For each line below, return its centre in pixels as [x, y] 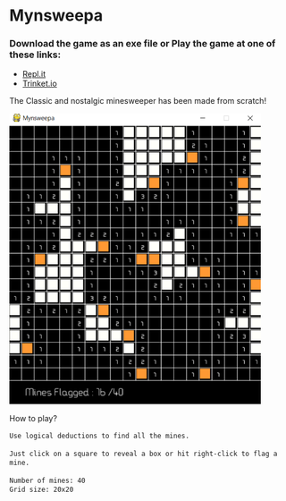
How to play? [34, 419]
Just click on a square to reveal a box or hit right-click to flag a [143, 454]
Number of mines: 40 [48, 481]
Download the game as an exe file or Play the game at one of [143, 44]
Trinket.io [40, 84]
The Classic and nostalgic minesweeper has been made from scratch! [138, 101]
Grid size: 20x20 [42, 490]
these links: [35, 55]
